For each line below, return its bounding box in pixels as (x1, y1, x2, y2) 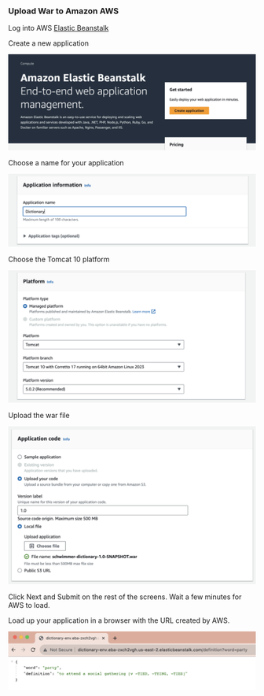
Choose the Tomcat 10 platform (8, 254, 110, 265)
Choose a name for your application (8, 158, 124, 168)
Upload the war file (8, 411, 70, 420)
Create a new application (8, 39, 89, 48)
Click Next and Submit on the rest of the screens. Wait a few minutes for (8, 592, 242, 602)
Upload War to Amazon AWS (8, 6, 119, 17)
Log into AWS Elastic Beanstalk (8, 24, 109, 33)
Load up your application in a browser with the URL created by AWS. (8, 616, 230, 625)
